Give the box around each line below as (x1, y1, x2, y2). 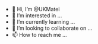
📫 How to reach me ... (11, 32, 67, 38)
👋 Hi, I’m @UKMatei (11, 6, 60, 12)
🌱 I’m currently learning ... (11, 18, 75, 25)
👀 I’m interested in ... (11, 12, 62, 19)
